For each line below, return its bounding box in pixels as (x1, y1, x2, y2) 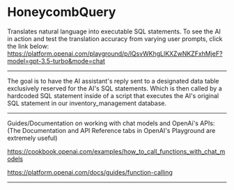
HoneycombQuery (7, 4, 116, 20)
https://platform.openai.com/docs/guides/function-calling (7, 168, 173, 176)
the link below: (7, 42, 49, 50)
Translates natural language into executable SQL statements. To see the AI (7, 27, 221, 35)
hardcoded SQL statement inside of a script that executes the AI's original (7, 91, 219, 100)
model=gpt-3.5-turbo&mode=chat (7, 56, 106, 65)
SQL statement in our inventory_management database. (7, 99, 167, 107)
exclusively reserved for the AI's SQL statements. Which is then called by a (7, 84, 223, 93)
